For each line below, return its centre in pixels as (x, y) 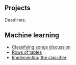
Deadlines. (15, 20)
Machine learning (32, 35)
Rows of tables (27, 52)
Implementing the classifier (39, 57)
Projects (18, 8)
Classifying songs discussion (41, 47)
